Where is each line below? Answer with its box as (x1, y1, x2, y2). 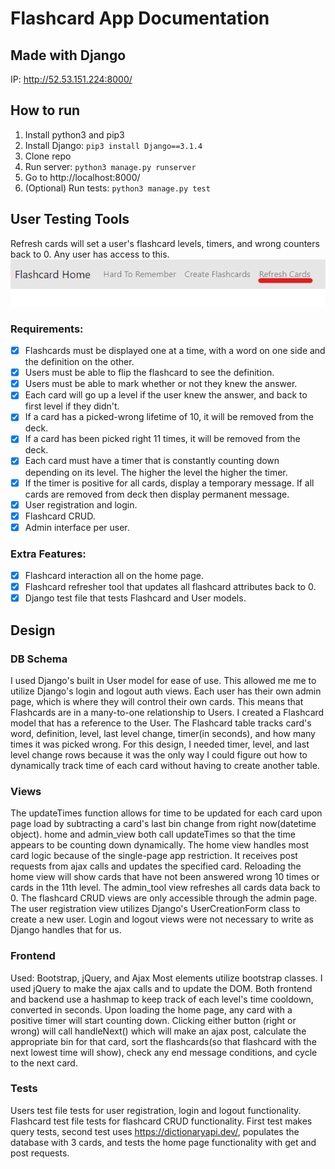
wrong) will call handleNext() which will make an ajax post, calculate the (10, 1025, 307, 1037)
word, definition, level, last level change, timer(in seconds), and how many (10, 727, 316, 739)
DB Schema (10, 652, 68, 666)
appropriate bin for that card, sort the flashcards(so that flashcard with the (10, 1035, 317, 1047)
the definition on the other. (24, 356, 135, 368)
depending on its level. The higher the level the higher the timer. (24, 466, 288, 478)
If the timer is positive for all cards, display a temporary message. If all (24, 477, 315, 489)
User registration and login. (24, 498, 138, 511)
